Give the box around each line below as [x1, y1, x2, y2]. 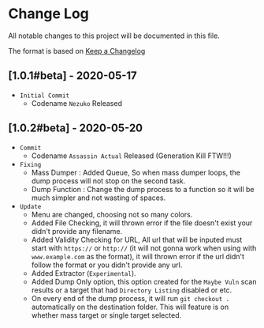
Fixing [19, 160, 42, 168]
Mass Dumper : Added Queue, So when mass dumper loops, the [31, 168, 240, 177]
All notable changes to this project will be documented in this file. [8, 31, 221, 40]
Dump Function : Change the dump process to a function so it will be [31, 184, 255, 194]
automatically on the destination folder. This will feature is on [31, 302, 229, 311]
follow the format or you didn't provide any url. [31, 260, 183, 270]
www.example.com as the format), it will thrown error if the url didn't [31, 251, 245, 261]
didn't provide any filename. [31, 226, 123, 236]
